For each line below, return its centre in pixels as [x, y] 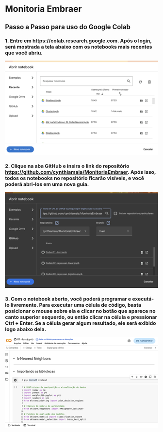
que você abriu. [24, 53]
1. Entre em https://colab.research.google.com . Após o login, [78, 41]
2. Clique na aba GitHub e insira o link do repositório [67, 166]
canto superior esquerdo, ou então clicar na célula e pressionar [81, 317]
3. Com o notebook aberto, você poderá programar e [68, 299]
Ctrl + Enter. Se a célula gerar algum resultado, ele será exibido [81, 323]
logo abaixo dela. [26, 329]
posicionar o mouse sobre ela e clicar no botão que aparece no [80, 311]
